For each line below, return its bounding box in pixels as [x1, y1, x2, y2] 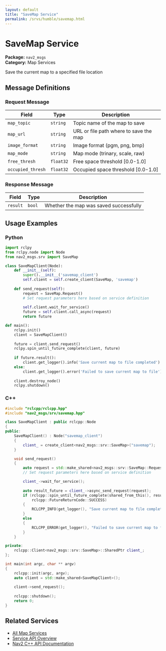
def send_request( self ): [14, 286, 65, 291]
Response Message [5, 181, 53, 188]
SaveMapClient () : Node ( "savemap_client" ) [14, 434, 103, 439]
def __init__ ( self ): [14, 268, 56, 273]
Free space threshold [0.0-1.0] [73, 158, 147, 165]
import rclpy [5, 245, 32, 250]
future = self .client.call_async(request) [23, 310, 112, 315]
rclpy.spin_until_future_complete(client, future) [14, 346, 121, 351]
